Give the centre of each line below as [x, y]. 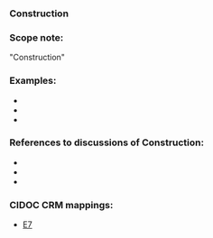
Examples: [33, 81]
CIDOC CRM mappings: [61, 205]
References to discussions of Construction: [107, 142]
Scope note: [37, 37]
